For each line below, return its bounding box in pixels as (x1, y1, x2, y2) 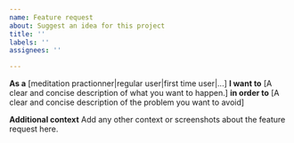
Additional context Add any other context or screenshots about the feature (9, 115, 286, 125)
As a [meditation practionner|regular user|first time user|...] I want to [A (9, 78, 273, 89)
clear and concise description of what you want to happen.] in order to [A (9, 88, 280, 99)
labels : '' (9, 37, 50, 47)
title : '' (9, 29, 46, 38)
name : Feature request (9, 12, 94, 22)
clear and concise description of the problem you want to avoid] (9, 97, 245, 107)
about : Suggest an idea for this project (9, 21, 166, 30)
